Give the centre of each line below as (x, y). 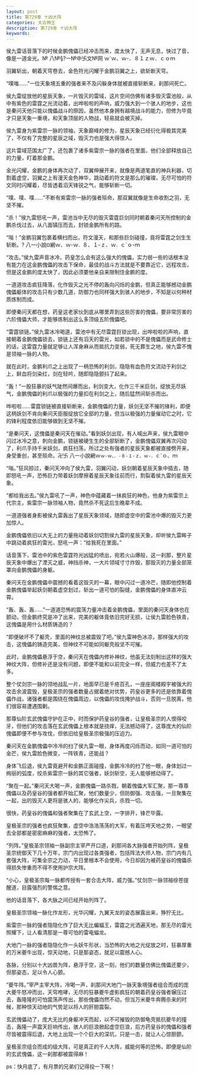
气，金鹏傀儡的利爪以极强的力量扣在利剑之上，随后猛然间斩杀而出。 (89, 394)
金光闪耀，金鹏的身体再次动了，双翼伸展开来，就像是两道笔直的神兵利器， (96, 170)
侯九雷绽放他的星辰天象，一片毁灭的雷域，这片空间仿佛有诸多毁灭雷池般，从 (99, 96)
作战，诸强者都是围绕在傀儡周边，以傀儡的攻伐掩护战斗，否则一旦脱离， (99, 699)
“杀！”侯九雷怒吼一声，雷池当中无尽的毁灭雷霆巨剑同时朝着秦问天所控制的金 (99, 218)
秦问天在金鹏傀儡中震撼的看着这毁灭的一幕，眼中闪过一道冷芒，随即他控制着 (99, 583)
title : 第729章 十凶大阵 (34, 17)
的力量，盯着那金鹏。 (32, 158)
